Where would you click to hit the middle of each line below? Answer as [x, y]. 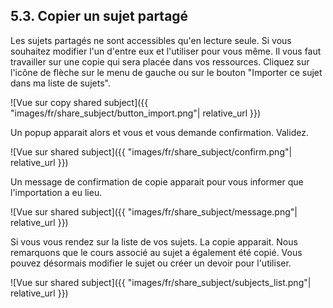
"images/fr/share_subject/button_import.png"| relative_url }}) [136, 113]
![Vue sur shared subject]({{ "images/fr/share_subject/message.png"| [154, 211]
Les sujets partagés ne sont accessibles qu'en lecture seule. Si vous [151, 40]
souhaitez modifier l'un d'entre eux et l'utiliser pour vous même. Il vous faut [166, 51]
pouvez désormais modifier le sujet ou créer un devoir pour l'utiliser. [151, 263]
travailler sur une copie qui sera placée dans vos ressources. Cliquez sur [160, 61]
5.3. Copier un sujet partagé [99, 16]
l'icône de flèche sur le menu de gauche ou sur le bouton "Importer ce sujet [166, 72]
